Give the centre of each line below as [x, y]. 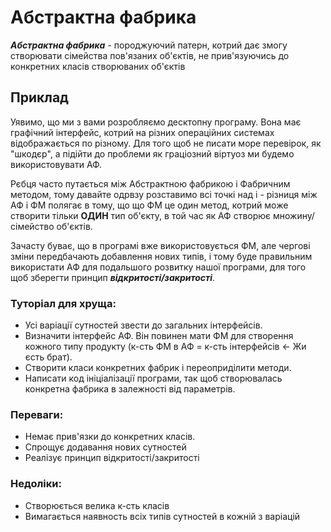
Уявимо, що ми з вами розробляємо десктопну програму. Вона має [156, 122]
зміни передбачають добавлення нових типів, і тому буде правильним [161, 256]
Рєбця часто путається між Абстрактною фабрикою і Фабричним [150, 183]
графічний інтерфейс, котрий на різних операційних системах [142, 132]
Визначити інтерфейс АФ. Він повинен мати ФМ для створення [159, 336]
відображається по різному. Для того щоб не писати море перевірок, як [166, 143]
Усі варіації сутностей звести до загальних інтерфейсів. [143, 325]
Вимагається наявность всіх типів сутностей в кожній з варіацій [162, 516]
